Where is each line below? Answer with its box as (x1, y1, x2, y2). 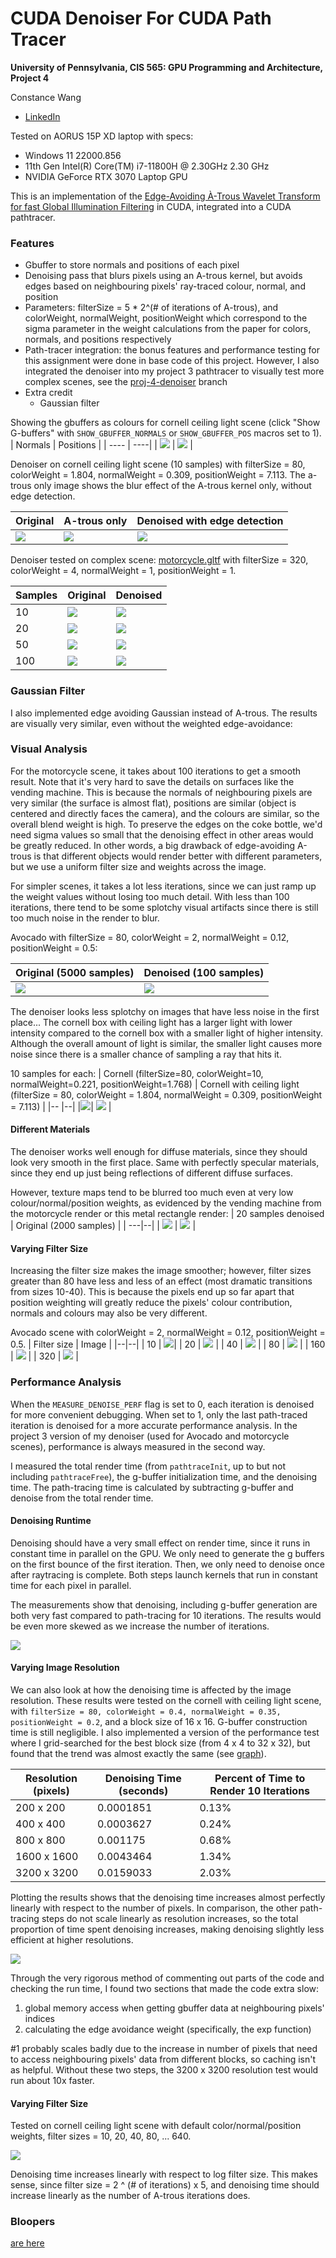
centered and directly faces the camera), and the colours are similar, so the (10, 807, 320, 819)
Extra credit (24, 387, 73, 399)
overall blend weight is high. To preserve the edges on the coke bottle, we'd (10, 818, 323, 830)
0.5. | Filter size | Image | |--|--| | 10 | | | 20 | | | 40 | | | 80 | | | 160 (10, 1338, 326, 1351)
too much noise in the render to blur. (10, 912, 160, 924)
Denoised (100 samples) (143, 965, 265, 979)
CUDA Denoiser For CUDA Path (10, 7, 272, 30)
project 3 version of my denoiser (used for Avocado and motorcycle (10, 1430, 290, 1442)
